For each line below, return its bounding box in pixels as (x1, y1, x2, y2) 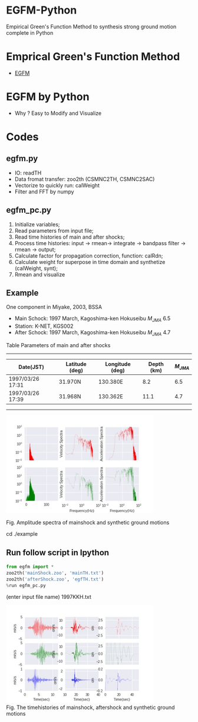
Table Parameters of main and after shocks (6, 342, 111, 349)
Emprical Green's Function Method (6, 50, 180, 64)
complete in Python (6, 29, 54, 36)
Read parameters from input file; (14, 227, 94, 234)
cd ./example (6, 530, 38, 538)
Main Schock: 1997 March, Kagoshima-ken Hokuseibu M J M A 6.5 (14, 315, 171, 324)
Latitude (65, 360, 87, 367)
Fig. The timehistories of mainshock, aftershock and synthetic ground (6, 704, 175, 711)
